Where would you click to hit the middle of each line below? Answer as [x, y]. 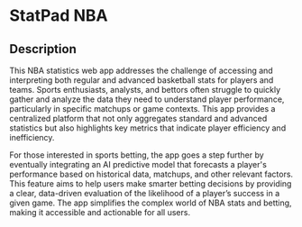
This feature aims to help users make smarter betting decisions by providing [151, 184]
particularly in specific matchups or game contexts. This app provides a [142, 109]
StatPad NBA [59, 16]
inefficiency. [32, 137]
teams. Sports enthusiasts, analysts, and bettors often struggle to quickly [145, 90]
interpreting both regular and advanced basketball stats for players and [142, 80]
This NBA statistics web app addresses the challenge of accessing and [141, 70]
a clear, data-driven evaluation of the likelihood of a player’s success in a [145, 193]
